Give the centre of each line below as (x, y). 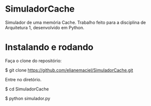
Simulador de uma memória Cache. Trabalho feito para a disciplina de (75, 22)
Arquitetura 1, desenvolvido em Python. (45, 27)
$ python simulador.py (28, 98)
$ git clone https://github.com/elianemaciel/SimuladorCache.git (69, 70)
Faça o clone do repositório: (34, 61)
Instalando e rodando (49, 47)
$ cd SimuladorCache (27, 89)
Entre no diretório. (23, 79)
